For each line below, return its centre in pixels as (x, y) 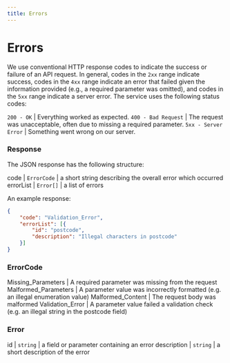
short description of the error (48, 352)
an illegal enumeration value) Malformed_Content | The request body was (112, 297)
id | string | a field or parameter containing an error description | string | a (114, 344)
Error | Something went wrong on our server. (71, 131)
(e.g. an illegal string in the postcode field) (67, 312)
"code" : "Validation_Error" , (61, 217)
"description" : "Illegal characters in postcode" (105, 237)
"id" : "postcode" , (58, 230)
